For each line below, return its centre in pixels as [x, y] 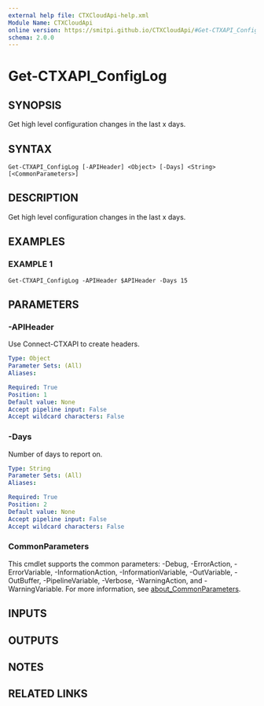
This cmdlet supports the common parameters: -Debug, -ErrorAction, [121, 564]
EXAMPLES [37, 242]
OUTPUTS [33, 640]
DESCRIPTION [43, 198]
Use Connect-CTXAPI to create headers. [74, 344]
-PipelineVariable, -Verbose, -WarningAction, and [123, 580]
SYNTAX [30, 149]
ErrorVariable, [31, 572]
